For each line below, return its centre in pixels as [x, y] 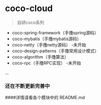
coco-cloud [29, 8]
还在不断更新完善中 [27, 86]
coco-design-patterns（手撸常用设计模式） [55, 51]
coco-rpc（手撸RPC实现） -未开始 [46, 63]
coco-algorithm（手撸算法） [40, 57]
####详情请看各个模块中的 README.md [45, 98]
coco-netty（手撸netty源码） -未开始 [49, 45]
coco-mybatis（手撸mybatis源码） [47, 39]
